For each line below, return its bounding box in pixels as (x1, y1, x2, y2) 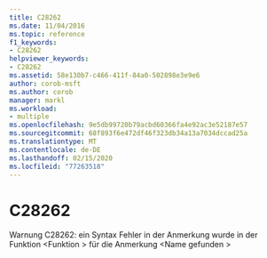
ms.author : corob (9, 87, 74, 96)
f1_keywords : (9, 37, 58, 47)
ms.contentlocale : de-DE (9, 145, 101, 154)
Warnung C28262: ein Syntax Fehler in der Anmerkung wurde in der (9, 230, 259, 240)
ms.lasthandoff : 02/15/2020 (9, 153, 114, 163)
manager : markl (9, 95, 66, 105)
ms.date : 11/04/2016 (9, 21, 86, 30)
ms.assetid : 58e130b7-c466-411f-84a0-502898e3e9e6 (9, 71, 200, 80)
